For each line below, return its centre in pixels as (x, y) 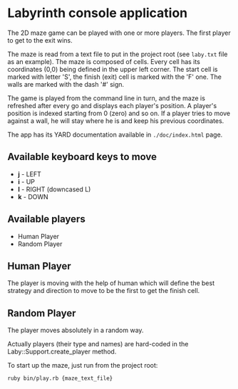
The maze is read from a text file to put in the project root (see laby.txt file (118, 54)
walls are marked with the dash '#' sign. (66, 84)
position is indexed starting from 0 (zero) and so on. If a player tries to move (119, 113)
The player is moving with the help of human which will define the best (111, 283)
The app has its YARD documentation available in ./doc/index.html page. (115, 134)
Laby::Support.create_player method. (62, 352)
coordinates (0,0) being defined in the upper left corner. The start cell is (113, 69)
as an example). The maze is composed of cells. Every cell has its (104, 61)
